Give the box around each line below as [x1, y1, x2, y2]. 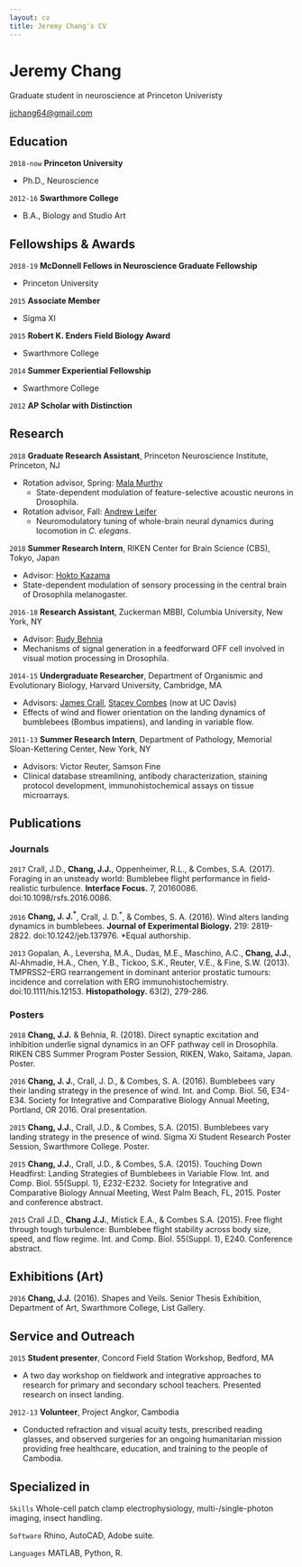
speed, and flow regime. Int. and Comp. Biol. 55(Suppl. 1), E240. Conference [9, 1233, 293, 1244]
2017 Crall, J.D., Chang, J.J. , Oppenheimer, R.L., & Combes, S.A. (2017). [9, 863, 275, 874]
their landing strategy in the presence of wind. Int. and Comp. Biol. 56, [9, 1084, 270, 1096]
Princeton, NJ [9, 459, 60, 470]
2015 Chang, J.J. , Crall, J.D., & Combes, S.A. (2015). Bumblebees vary [9, 1121, 270, 1132]
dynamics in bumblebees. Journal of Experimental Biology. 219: [9, 921, 250, 932]
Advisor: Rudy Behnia [22, 633, 104, 644]
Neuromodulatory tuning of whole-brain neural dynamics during [35, 515, 274, 526]
